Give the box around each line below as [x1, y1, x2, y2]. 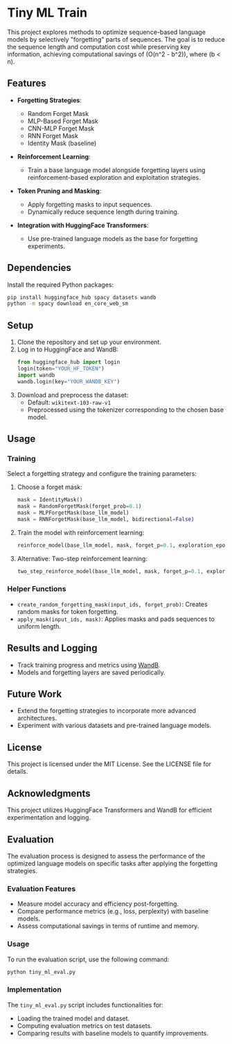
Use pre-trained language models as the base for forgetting [27, 234, 198, 242]
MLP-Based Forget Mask [27, 117, 98, 125]
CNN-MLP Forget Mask [27, 124, 95, 133]
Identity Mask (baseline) [27, 139, 97, 147]
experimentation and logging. [7, 813, 91, 822]
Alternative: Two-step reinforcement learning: [17, 554, 148, 563]
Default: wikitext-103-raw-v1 [27, 398, 111, 406]
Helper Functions [7, 584, 66, 594]
